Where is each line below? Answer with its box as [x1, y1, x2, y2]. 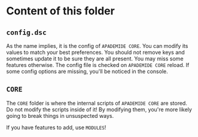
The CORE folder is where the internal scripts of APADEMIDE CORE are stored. [6, 99, 187, 106]
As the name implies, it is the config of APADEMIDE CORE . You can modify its [6, 42, 188, 49]
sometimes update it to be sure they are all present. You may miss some [6, 55, 184, 62]
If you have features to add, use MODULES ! [6, 124, 106, 131]
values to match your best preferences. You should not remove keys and [6, 49, 185, 56]
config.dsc [6, 28, 47, 36]
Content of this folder [6, 4, 115, 18]
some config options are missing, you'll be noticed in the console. [6, 68, 169, 75]
